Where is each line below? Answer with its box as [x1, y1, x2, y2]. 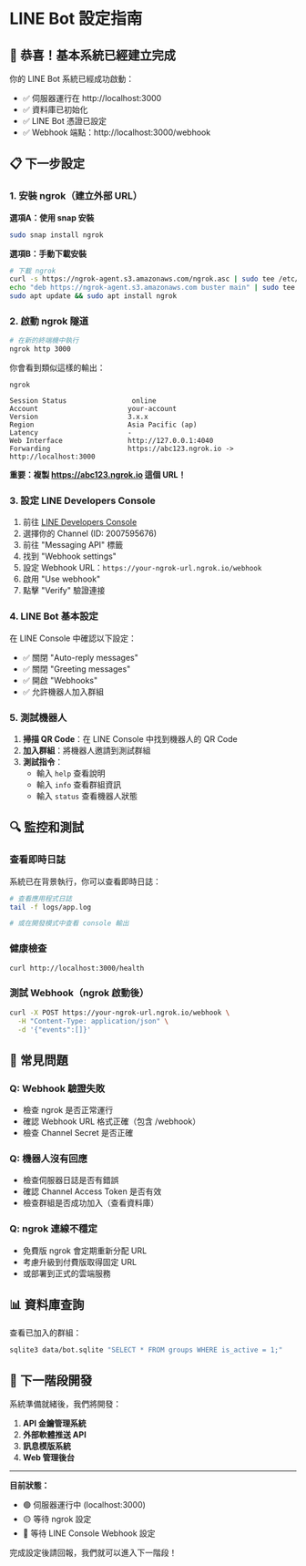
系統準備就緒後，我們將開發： [9, 1398, 121, 1409]
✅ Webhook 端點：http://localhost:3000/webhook [22, 127, 211, 138]
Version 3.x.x [9, 412, 148, 422]
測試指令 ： [22, 757, 64, 767]
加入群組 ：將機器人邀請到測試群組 [22, 745, 151, 756]
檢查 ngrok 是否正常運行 [22, 1105, 114, 1116]
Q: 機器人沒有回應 [9, 1152, 88, 1165]
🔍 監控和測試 [9, 819, 85, 835]
